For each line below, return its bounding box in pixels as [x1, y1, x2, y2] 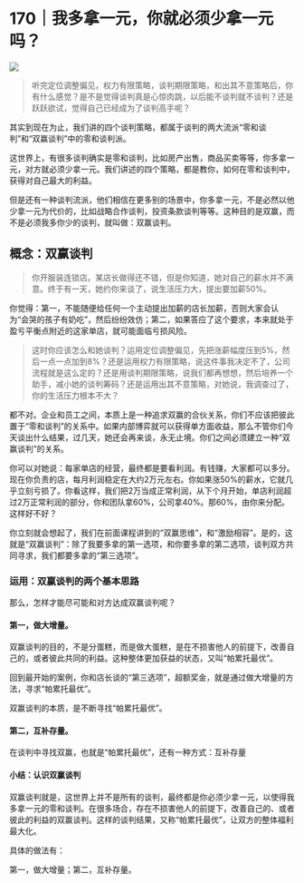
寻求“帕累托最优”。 [24, 683, 97, 694]
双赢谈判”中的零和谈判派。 [32, 132, 131, 143]
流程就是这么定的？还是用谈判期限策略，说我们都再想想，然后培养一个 [31, 367, 294, 378]
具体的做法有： [9, 845, 65, 856]
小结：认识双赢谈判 [9, 770, 81, 780]
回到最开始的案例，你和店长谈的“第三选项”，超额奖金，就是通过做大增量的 [9, 672, 287, 683]
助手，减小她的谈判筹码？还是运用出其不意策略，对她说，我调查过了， [31, 378, 294, 389]
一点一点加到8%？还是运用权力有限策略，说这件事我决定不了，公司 [39, 356, 291, 367]
